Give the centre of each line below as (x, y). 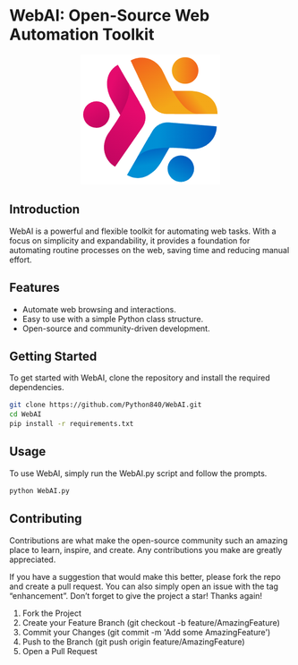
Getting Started (53, 356)
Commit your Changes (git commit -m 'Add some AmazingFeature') (146, 632)
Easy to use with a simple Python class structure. (113, 319)
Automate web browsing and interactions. (99, 309)
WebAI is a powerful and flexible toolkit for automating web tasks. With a (143, 231)
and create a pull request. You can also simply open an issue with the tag (144, 586)
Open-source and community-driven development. (116, 328)
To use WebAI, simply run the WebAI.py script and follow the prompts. (138, 473)
